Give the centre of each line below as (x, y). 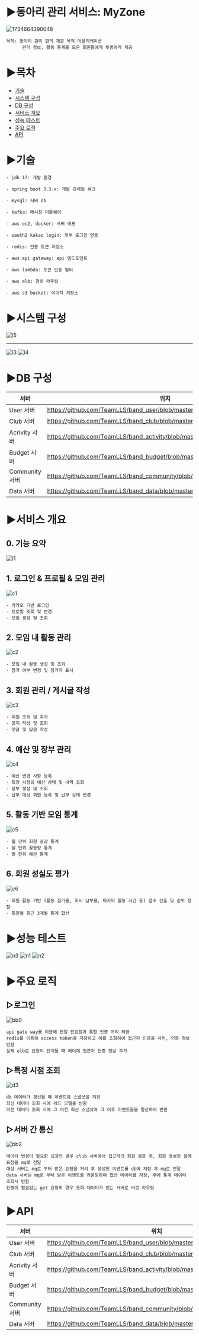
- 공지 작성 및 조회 (27, 724)
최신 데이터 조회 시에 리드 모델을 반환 (46, 1104)
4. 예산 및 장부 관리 (38, 750)
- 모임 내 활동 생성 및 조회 (36, 664)
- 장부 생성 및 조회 (27, 789)
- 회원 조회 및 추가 (27, 717)
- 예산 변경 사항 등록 (29, 776)
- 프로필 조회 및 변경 (29, 611)
